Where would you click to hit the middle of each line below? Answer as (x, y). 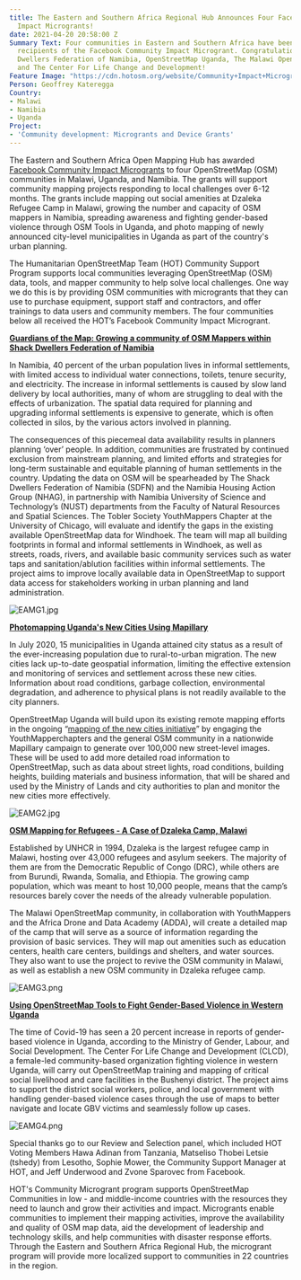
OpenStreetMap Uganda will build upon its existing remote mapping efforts (147, 719)
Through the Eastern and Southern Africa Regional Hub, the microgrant (140, 1246)
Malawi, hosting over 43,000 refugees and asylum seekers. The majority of (148, 857)
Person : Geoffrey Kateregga (62, 84)
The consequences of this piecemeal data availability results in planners (142, 439)
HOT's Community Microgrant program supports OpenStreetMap (129, 1189)
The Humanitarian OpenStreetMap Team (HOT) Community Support (134, 263)
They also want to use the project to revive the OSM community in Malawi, (146, 960)
